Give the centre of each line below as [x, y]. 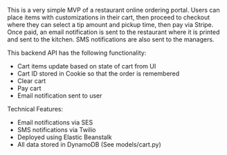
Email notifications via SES [55, 122]
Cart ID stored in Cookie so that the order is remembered [98, 73]
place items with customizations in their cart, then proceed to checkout [109, 17]
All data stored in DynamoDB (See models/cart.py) [89, 144]
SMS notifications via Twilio [56, 130]
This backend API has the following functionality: [77, 53]
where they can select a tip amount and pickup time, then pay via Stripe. [110, 25]
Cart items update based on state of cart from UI [87, 66]
